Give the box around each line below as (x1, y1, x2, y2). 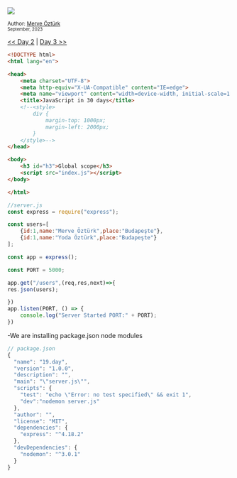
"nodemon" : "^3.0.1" (20, 450, 81, 457)
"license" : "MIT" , (13, 418, 69, 425)
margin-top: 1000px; (45, 116, 106, 124)
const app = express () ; (7, 254, 78, 261)
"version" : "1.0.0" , (13, 365, 75, 372)
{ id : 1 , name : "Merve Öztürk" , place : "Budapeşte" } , (20, 227, 163, 235)
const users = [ (7, 221, 50, 228)
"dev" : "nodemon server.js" (20, 398, 100, 405)
